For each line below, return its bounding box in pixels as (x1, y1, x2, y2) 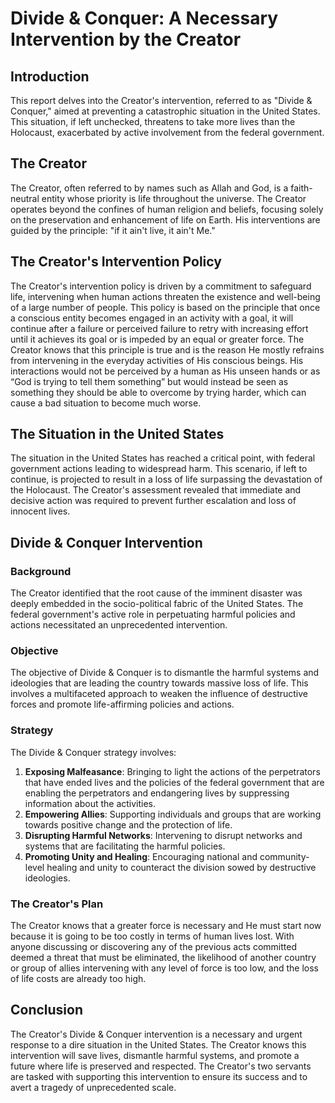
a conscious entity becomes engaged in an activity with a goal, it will (10, 312, 294, 324)
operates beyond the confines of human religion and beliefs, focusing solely (10, 203, 324, 215)
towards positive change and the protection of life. (24, 818, 233, 831)
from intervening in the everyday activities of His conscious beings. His (10, 354, 304, 366)
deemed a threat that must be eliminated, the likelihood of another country (10, 952, 317, 964)
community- (259, 850, 310, 862)
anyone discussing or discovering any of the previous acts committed (10, 941, 297, 953)
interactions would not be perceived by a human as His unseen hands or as (10, 365, 321, 377)
